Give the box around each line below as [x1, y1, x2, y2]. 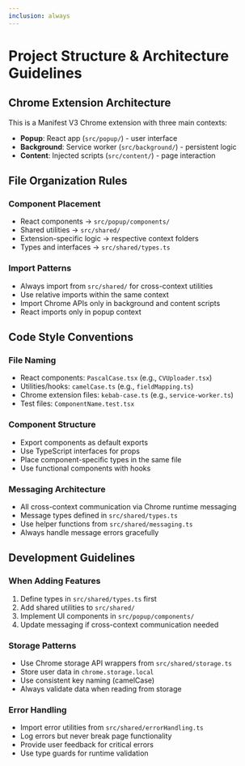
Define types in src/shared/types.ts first [19, 594, 158, 603]
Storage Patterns [8, 640, 77, 651]
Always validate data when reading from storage [19, 683, 182, 693]
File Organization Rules [8, 174, 128, 188]
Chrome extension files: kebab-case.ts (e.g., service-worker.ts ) [19, 390, 234, 400]
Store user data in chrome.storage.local [19, 666, 154, 676]
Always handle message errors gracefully [19, 527, 159, 537]
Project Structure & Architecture [8, 46, 230, 65]
